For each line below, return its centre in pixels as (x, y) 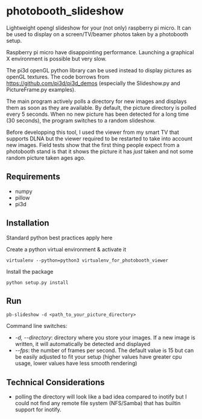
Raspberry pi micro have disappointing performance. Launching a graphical (100, 52)
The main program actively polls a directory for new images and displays (96, 101)
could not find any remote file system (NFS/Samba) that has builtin (98, 403)
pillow (22, 198)
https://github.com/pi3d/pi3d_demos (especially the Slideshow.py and (93, 83)
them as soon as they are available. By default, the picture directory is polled (101, 107)
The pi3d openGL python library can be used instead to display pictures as (99, 70)
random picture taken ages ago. (46, 157)
